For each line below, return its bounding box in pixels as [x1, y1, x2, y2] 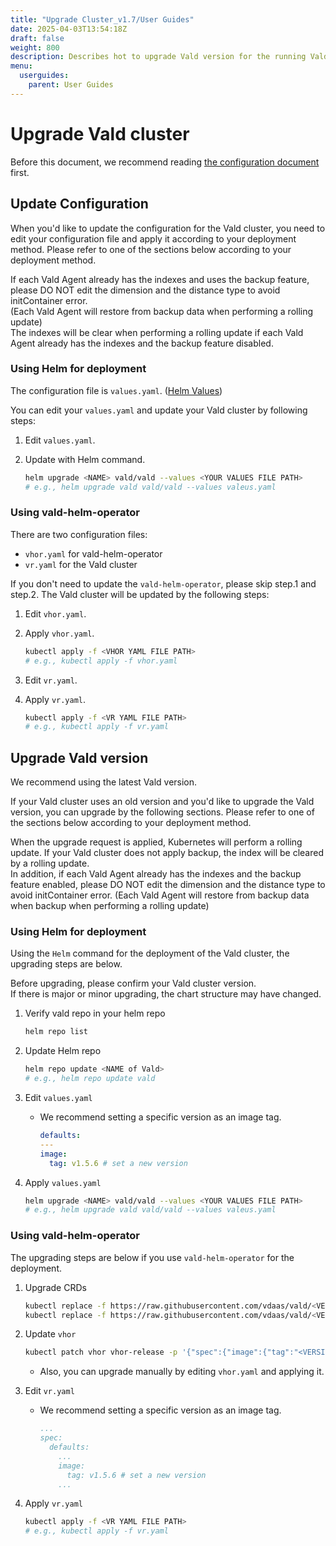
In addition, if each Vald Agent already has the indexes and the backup [10, 868, 302, 880]
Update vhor [24, 1328, 77, 1340]
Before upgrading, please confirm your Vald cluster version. [10, 977, 257, 990]
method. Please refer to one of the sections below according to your [10, 243, 292, 255]
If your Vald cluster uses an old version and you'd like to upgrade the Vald [10, 796, 315, 808]
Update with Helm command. [24, 453, 146, 465]
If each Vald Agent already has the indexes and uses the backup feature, [10, 273, 310, 285]
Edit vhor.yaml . [24, 607, 87, 620]
